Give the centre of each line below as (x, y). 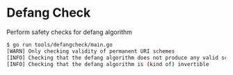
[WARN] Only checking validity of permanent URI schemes (91, 51)
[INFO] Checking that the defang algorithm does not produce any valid (112, 58)
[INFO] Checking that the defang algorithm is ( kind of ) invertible (108, 64)
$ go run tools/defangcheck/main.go (59, 44)
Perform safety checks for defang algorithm (70, 32)
